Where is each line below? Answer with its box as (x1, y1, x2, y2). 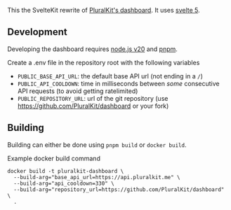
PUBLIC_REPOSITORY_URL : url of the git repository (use (17, 94, 169, 102)
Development (7, 26, 68, 38)
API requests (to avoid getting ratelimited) (17, 87, 138, 95)
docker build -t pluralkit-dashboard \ (7, 167, 124, 174)
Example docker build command (7, 154, 100, 162)
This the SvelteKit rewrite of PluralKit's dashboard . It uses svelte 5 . (7, 6, 200, 14)
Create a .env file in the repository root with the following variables (7, 58, 200, 66)
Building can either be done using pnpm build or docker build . (7, 140, 187, 149)
